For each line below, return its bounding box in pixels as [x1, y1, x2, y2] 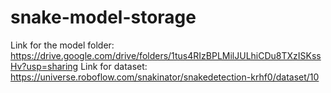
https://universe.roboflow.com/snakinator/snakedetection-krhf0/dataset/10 [10, 71, 320, 83]
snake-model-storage [10, 6, 197, 29]
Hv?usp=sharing [10, 60, 79, 72]
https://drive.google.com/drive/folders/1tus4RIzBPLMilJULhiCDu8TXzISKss [10, 49, 322, 61]
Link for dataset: [80, 60, 148, 72]
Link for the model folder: [10, 39, 115, 51]
